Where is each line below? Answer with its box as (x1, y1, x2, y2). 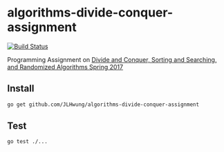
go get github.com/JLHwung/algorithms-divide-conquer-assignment (7, 101, 199, 108)
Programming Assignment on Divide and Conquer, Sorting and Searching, (7, 55, 217, 63)
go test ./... (7, 138, 48, 145)
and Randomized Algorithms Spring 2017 (7, 63, 123, 71)
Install (7, 83, 35, 94)
